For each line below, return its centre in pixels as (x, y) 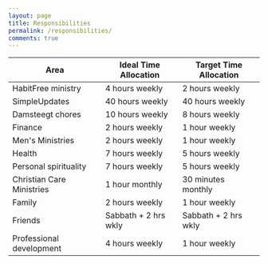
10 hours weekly (136, 114)
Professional (36, 238)
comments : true (33, 38)
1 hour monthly (134, 185)
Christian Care (39, 179)
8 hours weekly (211, 114)
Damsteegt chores (47, 114)
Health (25, 154)
